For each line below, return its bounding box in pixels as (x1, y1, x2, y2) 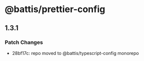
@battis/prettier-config (5, 4, 106, 15)
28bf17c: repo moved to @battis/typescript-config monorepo (12, 50, 139, 56)
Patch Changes (5, 39, 43, 46)
